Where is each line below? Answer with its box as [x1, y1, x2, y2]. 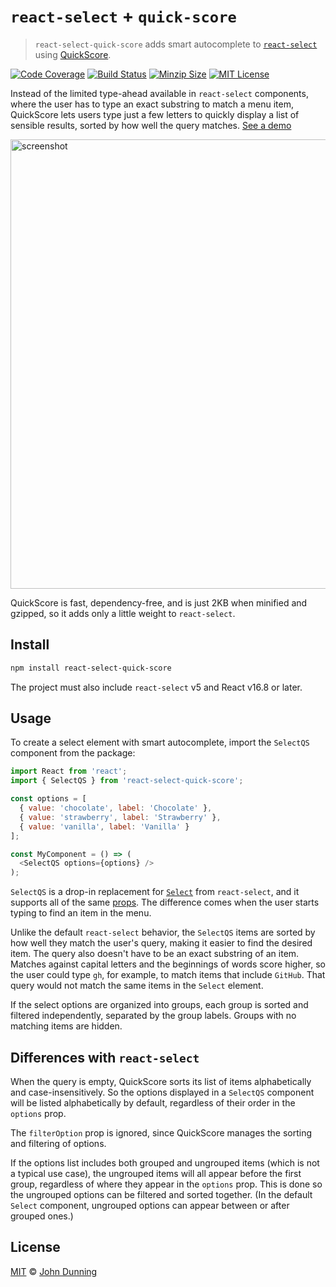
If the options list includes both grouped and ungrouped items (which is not [10, 1157, 320, 1169]
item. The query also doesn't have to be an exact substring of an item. [10, 948, 300, 960]
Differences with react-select [10, 1049, 200, 1066]
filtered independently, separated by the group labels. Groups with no [10, 1010, 297, 1022]
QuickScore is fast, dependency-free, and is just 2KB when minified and [10, 596, 308, 609]
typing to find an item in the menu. [10, 907, 152, 919]
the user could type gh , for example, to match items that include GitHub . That [10, 969, 326, 981]
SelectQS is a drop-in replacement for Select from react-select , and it [10, 886, 300, 898]
